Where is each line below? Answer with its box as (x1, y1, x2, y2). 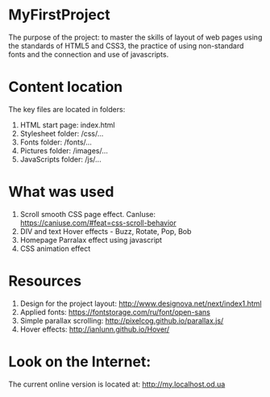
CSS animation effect (19, 244, 91, 253)
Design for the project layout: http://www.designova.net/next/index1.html (19, 299, 262, 308)
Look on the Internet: (8, 353, 152, 370)
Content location (8, 78, 123, 96)
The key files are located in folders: (8, 104, 126, 114)
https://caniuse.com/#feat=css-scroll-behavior (19, 218, 177, 228)
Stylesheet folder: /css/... (19, 128, 104, 138)
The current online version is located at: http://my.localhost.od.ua (8, 379, 226, 389)
